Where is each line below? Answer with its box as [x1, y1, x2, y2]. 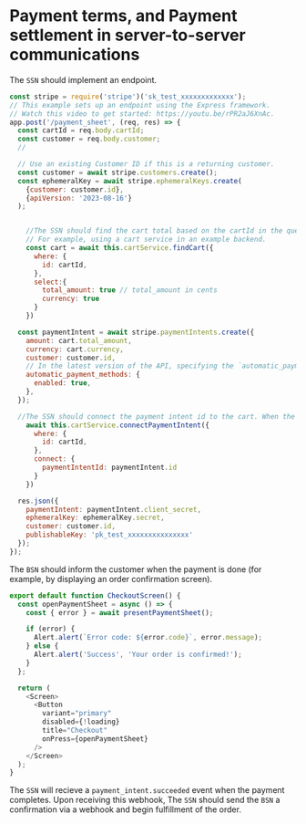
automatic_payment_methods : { [25, 370, 141, 380]
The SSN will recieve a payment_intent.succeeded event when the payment [9, 785, 285, 796]
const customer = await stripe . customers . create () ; [17, 168, 219, 177]
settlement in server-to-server [9, 25, 246, 46]
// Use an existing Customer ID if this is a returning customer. [17, 160, 275, 169]
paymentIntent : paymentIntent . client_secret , [25, 505, 202, 514]
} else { [25, 641, 59, 651]
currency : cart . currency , [25, 344, 125, 354]
